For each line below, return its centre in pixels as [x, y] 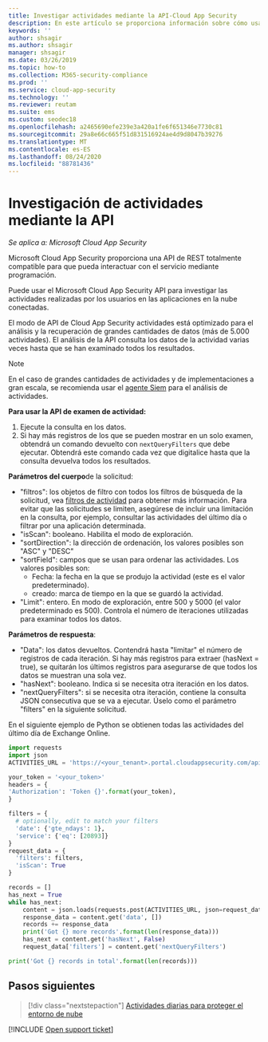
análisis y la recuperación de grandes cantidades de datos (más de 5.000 [129, 331]
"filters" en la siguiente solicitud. [73, 709]
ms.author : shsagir [41, 45]
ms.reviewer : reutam [43, 105]
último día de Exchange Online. [59, 733]
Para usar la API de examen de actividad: [77, 412]
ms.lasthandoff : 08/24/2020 [55, 156]
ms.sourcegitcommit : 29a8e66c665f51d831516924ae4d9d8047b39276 [116, 134]
